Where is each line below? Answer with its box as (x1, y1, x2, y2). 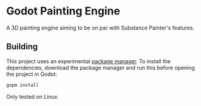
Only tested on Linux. (6, 93, 59, 100)
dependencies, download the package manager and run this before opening (6, 64, 196, 71)
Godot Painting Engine (6, 4, 120, 18)
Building (6, 42, 38, 52)
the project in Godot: (6, 70, 58, 78)
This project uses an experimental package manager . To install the (6, 57, 171, 64)
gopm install (6, 82, 39, 88)
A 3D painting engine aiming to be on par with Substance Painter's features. (6, 24, 194, 31)
